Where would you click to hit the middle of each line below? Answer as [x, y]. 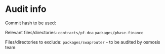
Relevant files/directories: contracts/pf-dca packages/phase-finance [74, 32]
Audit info [26, 9]
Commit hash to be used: [31, 23]
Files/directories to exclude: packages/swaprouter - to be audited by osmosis [83, 42]
